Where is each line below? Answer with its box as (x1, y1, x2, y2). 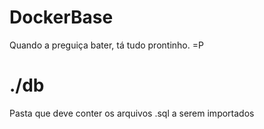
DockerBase (9, 6, 114, 29)
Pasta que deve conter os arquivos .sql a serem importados (9, 107, 255, 119)
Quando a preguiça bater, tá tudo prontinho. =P (9, 39, 204, 51)
